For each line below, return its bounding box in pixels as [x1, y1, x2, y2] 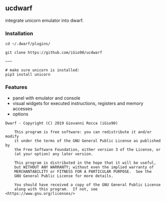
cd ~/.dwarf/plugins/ [5, 41, 51, 47]
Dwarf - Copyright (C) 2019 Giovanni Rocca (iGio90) [5, 121, 118, 126]
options [12, 111, 29, 117]
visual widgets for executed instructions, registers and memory [12, 100, 143, 107]
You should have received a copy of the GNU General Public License [14, 182, 161, 187]
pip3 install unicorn [5, 72, 51, 77]
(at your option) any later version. [14, 152, 94, 157]
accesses [12, 106, 33, 112]
